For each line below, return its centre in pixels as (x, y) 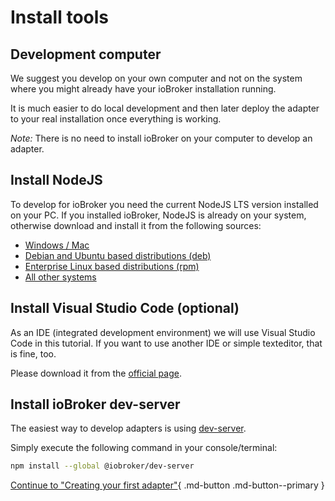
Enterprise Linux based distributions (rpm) (112, 266)
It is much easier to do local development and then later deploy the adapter (165, 108)
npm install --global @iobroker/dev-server (102, 466)
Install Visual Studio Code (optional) (125, 308)
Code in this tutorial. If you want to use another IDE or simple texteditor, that (166, 343)
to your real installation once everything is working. (116, 119)
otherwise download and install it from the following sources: (136, 225)
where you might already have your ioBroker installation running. (143, 89)
